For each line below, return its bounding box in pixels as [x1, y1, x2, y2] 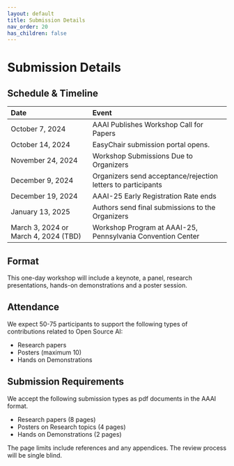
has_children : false [7, 29, 68, 37]
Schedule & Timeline [7, 87, 99, 99]
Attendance [7, 301, 60, 313]
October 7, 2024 [10, 124, 66, 134]
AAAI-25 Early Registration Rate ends [92, 191, 217, 201]
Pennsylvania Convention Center [92, 232, 200, 241]
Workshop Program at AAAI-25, [92, 223, 198, 232]
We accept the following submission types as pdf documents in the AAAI [7, 394, 217, 403]
